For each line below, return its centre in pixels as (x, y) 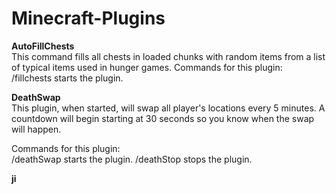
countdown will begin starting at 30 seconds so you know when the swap (163, 118)
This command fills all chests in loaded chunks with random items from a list (168, 56)
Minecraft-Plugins (88, 18)
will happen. (36, 129)
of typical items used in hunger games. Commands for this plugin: (147, 67)
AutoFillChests (43, 46)
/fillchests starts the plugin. (67, 78)
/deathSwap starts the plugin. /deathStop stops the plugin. (132, 159)
